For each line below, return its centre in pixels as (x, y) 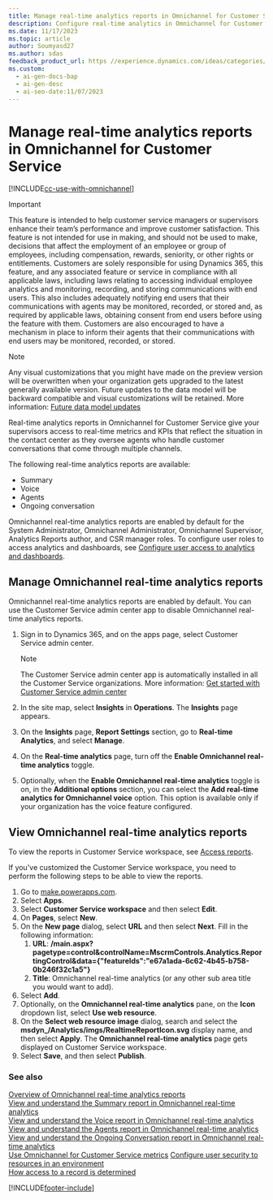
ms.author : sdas (36, 54)
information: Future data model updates (75, 407)
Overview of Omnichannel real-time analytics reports (97, 1094)
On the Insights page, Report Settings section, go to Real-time (126, 732)
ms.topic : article (39, 39)
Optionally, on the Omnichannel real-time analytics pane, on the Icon (138, 1003)
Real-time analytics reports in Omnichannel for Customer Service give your (134, 422)
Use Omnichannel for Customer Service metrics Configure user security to (133, 1155)
